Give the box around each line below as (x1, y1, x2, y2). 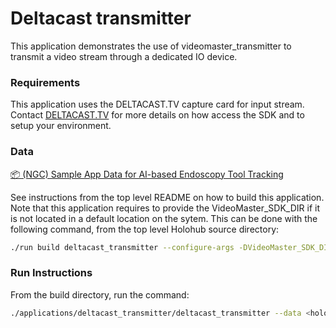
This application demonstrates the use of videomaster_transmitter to (10, 40, 292, 52)
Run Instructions (10, 266, 93, 280)
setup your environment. (10, 120, 112, 132)
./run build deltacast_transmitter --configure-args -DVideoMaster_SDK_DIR (10, 242, 333, 252)
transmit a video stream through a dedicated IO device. (10, 50, 238, 62)
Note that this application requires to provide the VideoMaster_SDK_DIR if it (10, 202, 320, 214)
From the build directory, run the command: (10, 288, 190, 301)
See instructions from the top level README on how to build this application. (10, 191, 325, 203)
